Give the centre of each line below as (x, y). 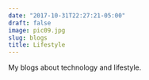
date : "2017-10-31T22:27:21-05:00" (67, 15)
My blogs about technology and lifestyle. (75, 67)
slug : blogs (28, 38)
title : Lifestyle (37, 45)
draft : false (30, 23)
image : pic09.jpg (37, 30)
